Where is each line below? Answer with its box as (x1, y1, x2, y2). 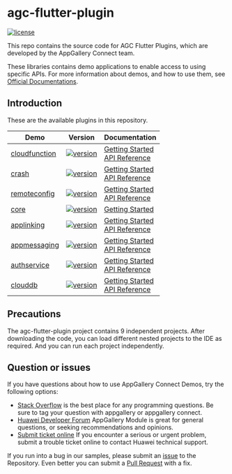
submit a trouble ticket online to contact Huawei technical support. (17, 438, 209, 447)
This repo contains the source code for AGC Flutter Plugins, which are (7, 41, 208, 49)
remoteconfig (10, 188, 55, 198)
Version (68, 132, 95, 142)
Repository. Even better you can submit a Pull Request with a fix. (7, 459, 192, 468)
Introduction (7, 98, 63, 109)
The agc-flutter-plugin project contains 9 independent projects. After (7, 326, 206, 335)
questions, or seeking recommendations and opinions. (17, 423, 174, 431)
